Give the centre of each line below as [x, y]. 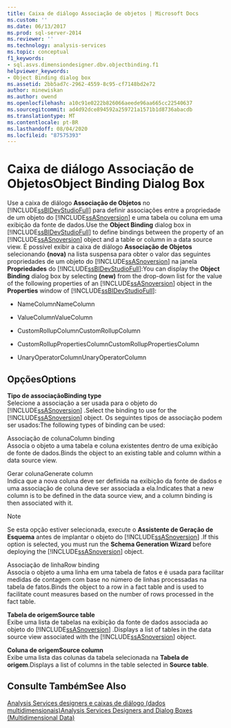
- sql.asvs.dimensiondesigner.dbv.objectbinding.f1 [83, 65]
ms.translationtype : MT [41, 116]
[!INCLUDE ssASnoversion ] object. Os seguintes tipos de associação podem [115, 418]
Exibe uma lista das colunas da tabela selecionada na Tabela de [98, 657]
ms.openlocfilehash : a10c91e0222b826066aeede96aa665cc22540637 [100, 103]
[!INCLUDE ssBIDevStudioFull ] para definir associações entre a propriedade [114, 210]
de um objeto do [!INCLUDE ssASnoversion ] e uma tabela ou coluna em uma [115, 218]
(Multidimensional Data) [41, 718]
